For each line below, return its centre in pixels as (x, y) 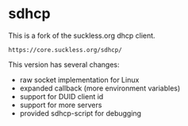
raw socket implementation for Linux (79, 80)
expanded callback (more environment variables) (100, 88)
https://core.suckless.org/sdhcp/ (65, 50)
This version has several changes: (64, 65)
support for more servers (61, 105)
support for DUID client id (61, 96)
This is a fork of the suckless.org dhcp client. (82, 35)
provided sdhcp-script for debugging (80, 113)
